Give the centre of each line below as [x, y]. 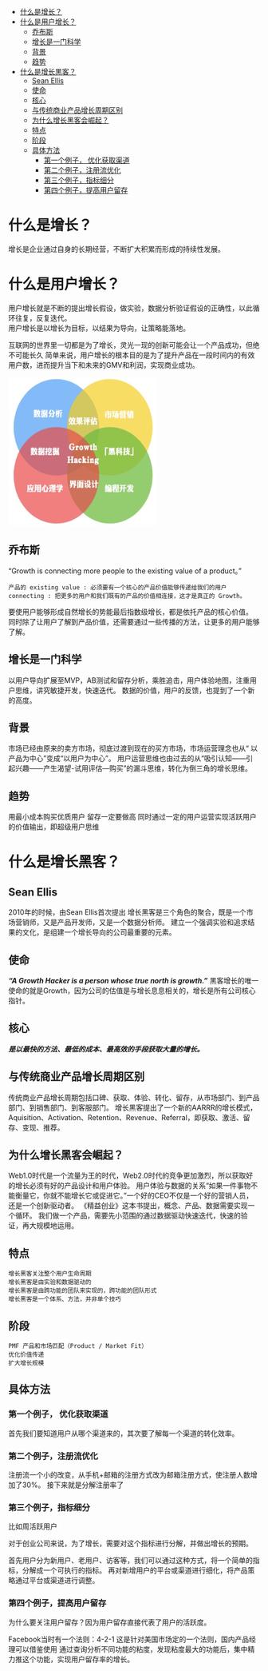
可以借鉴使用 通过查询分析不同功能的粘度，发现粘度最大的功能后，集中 [131, 1649]
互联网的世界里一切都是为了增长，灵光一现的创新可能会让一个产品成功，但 [130, 345]
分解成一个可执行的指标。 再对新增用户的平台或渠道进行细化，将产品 [135, 1570]
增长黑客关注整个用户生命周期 [50, 1274]
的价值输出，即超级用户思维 [54, 827]
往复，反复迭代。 [43, 317]
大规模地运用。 [53, 1226]
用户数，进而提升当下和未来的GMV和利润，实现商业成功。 [104, 365]
